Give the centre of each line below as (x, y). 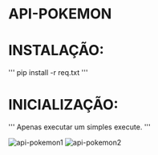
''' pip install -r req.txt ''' (48, 73)
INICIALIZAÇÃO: (63, 105)
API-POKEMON (60, 14)
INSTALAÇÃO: (56, 51)
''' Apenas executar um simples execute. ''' (79, 127)
